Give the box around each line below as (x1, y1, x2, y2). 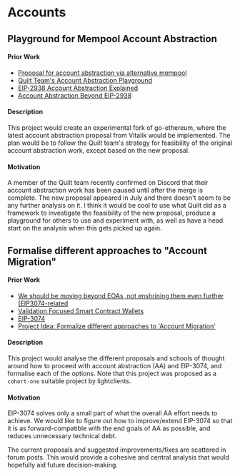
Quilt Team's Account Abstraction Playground (17, 76, 152, 84)
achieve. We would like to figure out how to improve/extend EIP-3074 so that (7, 417, 233, 425)
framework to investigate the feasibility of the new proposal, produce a (7, 208, 216, 218)
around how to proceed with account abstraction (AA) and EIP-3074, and (7, 361, 222, 370)
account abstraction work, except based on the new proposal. (7, 146, 191, 154)
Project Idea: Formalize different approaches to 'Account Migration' (17, 322, 216, 330)
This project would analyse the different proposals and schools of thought (7, 354, 225, 363)
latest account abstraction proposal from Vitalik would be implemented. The (7, 131, 231, 139)
